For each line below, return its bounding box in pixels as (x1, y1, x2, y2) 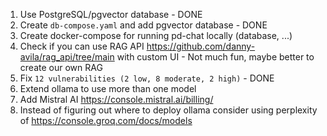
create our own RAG (19, 62, 103, 73)
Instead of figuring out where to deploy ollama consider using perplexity (19, 104, 318, 116)
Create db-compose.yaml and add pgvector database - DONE (19, 19, 268, 31)
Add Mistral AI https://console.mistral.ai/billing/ (19, 94, 214, 105)
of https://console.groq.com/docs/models (19, 115, 193, 126)
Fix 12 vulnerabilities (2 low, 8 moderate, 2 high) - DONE (19, 72, 275, 84)
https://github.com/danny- (146, 40, 256, 52)
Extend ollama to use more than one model (19, 83, 197, 94)
